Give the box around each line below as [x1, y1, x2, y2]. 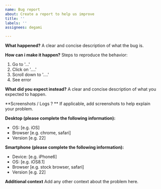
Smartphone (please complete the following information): [5, 144, 124, 150]
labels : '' [5, 20, 27, 26]
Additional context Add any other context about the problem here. [5, 179, 139, 185]
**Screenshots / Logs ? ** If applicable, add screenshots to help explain [5, 101, 151, 107]
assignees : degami [5, 25, 42, 30]
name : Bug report [5, 7, 40, 12]
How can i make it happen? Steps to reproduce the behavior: [5, 52, 128, 58]
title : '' [5, 16, 25, 21]
